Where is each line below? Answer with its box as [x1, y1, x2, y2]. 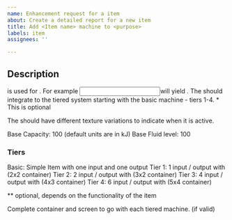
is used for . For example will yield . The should [7, 86, 223, 95]
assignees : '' [7, 36, 49, 43]
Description [7, 68, 59, 80]
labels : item [7, 29, 45, 37]
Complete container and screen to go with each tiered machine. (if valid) [7, 205, 215, 213]
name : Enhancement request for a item [7, 10, 120, 17]
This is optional [7, 102, 51, 111]
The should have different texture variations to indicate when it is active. [7, 116, 215, 125]
